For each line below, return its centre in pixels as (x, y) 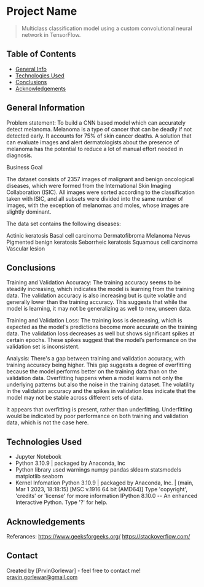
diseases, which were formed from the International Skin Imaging (89, 185)
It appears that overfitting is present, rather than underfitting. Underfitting (99, 410)
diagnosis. (19, 155)
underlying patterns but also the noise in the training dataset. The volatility (100, 384)
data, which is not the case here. (48, 422)
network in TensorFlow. (51, 34)
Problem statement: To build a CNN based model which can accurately (96, 122)
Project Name (42, 11)
